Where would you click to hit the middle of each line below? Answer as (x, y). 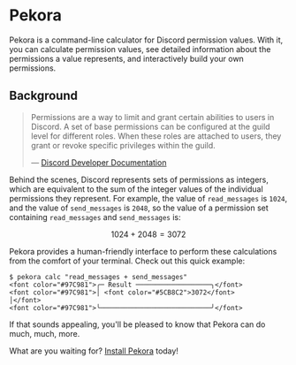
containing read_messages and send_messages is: (95, 217)
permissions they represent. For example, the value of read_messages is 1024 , (148, 198)
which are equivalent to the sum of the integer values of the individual (136, 189)
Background (43, 96)
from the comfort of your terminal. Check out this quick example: (127, 261)
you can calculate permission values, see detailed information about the (140, 49)
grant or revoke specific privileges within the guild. (123, 145)
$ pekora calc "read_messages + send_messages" (99, 277)
